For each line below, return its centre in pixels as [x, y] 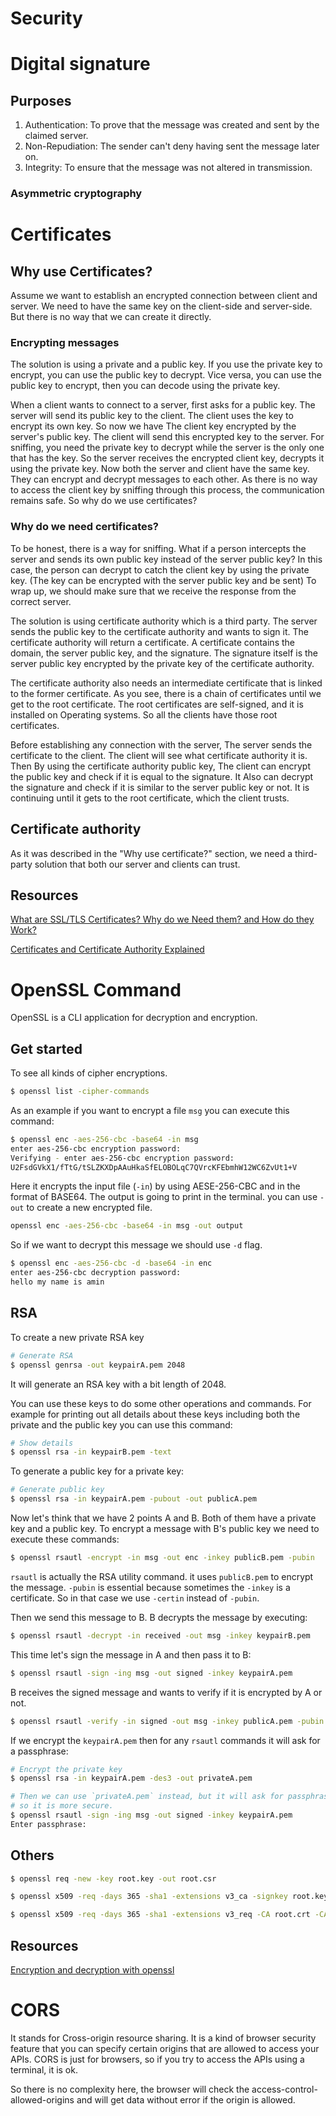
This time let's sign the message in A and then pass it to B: [131, 1654]
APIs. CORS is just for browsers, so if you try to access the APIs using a [157, 2059]
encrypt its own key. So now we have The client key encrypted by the [153, 426]
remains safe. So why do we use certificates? [104, 501]
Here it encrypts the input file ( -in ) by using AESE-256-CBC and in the [155, 1186]
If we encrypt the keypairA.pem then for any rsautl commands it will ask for [165, 1740]
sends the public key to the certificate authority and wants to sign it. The [159, 631]
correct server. [41, 601]
